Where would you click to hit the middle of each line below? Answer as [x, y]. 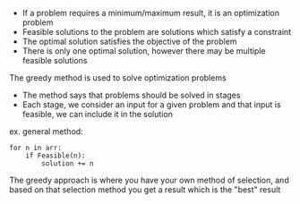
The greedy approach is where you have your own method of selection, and [149, 180]
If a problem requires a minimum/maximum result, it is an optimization [151, 13]
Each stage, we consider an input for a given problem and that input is [151, 105]
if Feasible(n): [56, 156]
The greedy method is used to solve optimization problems [118, 78]
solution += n [68, 164]
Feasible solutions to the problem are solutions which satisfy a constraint [157, 32]
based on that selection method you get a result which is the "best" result [145, 190]
